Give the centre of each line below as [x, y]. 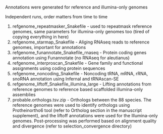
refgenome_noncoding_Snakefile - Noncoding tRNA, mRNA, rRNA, [80, 73]
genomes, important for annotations [49, 47]
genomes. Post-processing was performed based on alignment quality [84, 121]
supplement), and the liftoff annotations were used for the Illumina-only [85, 115]
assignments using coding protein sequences [59, 68]
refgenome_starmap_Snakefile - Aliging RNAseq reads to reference [81, 42]
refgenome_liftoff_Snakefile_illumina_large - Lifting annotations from [82, 84]
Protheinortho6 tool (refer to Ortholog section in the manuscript [77, 110]
